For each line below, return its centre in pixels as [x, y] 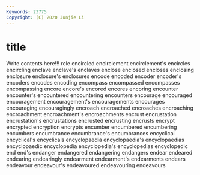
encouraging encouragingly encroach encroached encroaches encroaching [100, 108]
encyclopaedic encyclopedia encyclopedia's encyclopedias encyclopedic [97, 146]
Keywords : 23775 [26, 12]
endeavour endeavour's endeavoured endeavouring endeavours [86, 165]
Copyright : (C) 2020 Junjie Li [45, 17]
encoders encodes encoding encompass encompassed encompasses [93, 83]
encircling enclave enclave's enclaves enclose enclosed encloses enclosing [100, 70]
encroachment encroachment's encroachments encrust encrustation [92, 114]
